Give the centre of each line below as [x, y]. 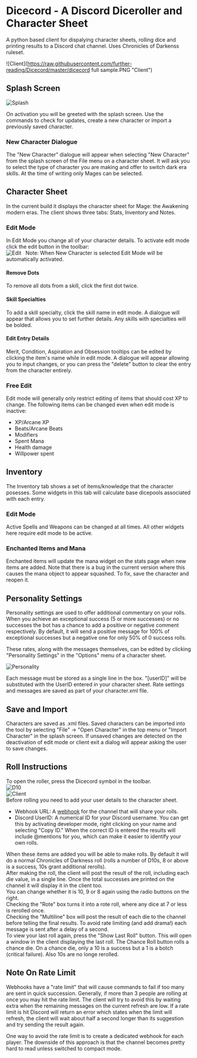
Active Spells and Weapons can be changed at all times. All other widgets [95, 527]
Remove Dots [23, 273]
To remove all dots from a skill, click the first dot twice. [72, 286]
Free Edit [19, 385]
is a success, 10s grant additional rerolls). [56, 867]
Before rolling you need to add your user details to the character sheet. [92, 800]
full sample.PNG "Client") [122, 70]
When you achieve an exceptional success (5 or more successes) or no [93, 619]
